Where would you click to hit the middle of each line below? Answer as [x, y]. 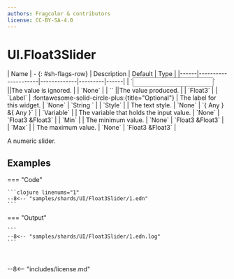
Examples [29, 163]
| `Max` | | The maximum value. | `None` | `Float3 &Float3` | [92, 128]
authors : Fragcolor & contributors [59, 14]
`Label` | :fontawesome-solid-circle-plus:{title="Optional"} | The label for [112, 98]
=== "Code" [25, 180]
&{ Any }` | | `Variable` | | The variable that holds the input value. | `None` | [114, 113]
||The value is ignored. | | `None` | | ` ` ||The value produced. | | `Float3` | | [112, 91]
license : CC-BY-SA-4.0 [40, 20]
